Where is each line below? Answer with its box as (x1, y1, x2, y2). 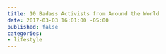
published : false (7, 23, 59, 30)
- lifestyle (7, 36, 42, 43)
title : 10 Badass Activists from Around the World (7, 10, 160, 18)
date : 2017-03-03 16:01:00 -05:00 (7, 17, 109, 24)
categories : (7, 29, 42, 37)
